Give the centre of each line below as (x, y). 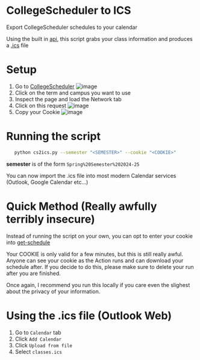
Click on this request (40, 106)
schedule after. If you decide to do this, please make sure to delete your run (100, 267)
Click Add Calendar (38, 339)
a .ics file (17, 45)
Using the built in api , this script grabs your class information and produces (99, 39)
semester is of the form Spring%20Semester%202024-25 (73, 164)
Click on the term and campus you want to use (73, 93)
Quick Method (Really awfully (82, 206)
